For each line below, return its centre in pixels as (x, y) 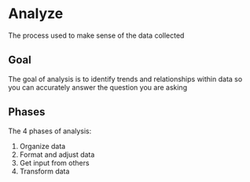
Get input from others (54, 162)
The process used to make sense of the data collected (96, 35)
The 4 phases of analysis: (50, 131)
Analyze (36, 14)
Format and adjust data (57, 155)
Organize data (42, 146)
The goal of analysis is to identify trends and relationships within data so (125, 78)
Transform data (44, 171)
